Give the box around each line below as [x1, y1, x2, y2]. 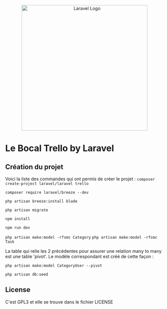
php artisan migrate [5, 208, 49, 213]
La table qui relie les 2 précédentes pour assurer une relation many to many [5, 248, 162, 254]
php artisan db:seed [5, 272, 49, 277]
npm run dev [5, 225, 30, 230]
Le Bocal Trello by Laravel [5, 143, 114, 154]
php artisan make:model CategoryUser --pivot [5, 263, 102, 268]
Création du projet [5, 162, 64, 171]
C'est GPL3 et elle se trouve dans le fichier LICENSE [5, 299, 113, 305]
